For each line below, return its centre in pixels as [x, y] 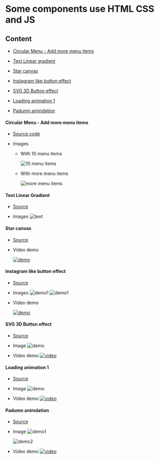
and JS [20, 20]
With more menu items [44, 174]
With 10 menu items [41, 154]
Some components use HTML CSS [80, 9]
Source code [26, 134]
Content [19, 39]
